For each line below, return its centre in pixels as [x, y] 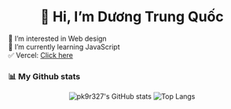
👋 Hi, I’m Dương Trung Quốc [132, 17]
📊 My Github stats [44, 76]
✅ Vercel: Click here [40, 55]
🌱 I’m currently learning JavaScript [64, 46]
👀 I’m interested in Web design [58, 38]
